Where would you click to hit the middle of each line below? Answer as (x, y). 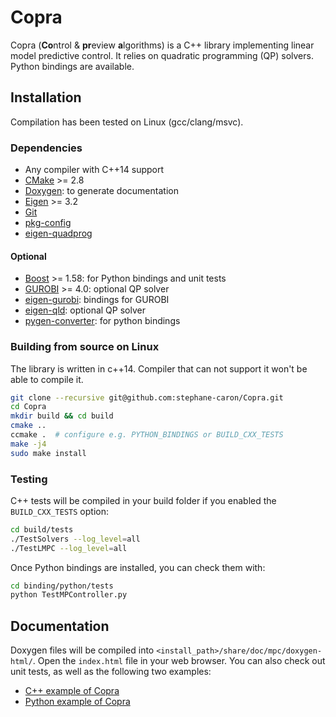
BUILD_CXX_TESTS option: (59, 511)
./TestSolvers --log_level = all (75, 539)
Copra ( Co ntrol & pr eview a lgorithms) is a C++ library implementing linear (162, 45)
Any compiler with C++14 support (94, 170)
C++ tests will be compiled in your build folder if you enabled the (143, 500)
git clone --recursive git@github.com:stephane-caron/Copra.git (147, 397)
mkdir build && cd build (62, 416)
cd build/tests (42, 529)
